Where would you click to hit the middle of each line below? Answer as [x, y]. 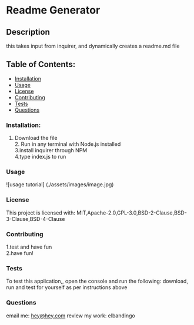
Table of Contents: [41, 64]
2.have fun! [20, 253]
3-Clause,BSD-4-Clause [36, 219]
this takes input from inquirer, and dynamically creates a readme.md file [93, 46]
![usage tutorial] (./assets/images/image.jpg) [60, 185]
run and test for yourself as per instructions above [67, 287]
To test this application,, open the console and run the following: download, [97, 281]
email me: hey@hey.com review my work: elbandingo [71, 316]
